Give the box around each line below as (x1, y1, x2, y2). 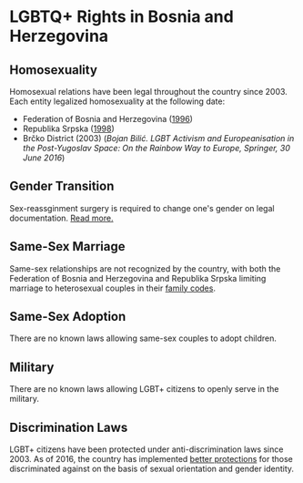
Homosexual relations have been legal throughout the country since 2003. (9, 87, 288, 97)
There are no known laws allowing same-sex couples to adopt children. (9, 333, 278, 344)
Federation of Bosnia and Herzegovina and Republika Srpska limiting (9, 272, 267, 283)
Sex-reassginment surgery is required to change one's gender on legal (9, 202, 275, 213)
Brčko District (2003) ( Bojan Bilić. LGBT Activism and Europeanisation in (22, 133, 295, 143)
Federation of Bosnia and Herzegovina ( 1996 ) (22, 114, 194, 124)
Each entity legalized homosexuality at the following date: (9, 96, 226, 107)
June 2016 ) (22, 152, 66, 163)
